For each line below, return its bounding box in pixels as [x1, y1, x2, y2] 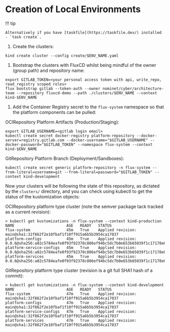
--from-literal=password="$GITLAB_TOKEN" [64, 170, 153, 175]
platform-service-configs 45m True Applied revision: [5, 245, 137, 250]
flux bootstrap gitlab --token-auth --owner [5, 86, 101, 91]
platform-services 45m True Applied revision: [5, 254, 137, 259]
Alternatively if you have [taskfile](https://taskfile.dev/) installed [5, 30, 162, 35]
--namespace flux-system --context [77, 142, 153, 147]
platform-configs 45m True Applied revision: [5, 236, 137, 241]
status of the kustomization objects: [5, 193, 80, 199]
